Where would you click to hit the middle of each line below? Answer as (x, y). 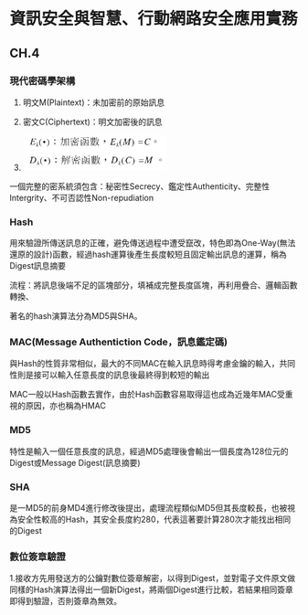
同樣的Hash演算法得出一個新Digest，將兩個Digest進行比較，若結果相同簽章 (152, 589)
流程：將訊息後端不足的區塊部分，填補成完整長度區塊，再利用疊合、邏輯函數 (154, 285)
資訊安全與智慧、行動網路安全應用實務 (154, 19)
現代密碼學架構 (42, 80)
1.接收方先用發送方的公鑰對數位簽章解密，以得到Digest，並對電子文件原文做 (152, 578)
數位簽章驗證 (38, 557)
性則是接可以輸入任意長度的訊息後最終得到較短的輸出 (110, 375)
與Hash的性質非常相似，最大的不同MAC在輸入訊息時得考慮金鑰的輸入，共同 (152, 364)
